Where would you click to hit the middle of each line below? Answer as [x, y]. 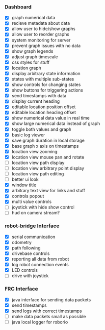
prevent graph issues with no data [46, 45]
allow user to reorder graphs [40, 34]
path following [26, 247]
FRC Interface [21, 289]
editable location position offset [44, 107]
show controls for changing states [46, 84]
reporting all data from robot [40, 259]
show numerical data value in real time [51, 118]
